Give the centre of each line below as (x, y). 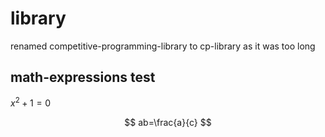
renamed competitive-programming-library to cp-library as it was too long (163, 46)
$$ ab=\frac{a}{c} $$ (168, 123)
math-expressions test (83, 77)
